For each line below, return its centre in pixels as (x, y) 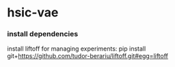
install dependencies (43, 34)
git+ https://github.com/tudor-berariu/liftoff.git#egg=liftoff (88, 56)
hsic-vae (33, 13)
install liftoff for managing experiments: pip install (77, 49)
